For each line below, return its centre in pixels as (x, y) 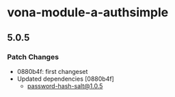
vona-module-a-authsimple (88, 13)
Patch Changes (33, 57)
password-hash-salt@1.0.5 (65, 85)
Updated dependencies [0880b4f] (65, 79)
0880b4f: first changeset (52, 71)
